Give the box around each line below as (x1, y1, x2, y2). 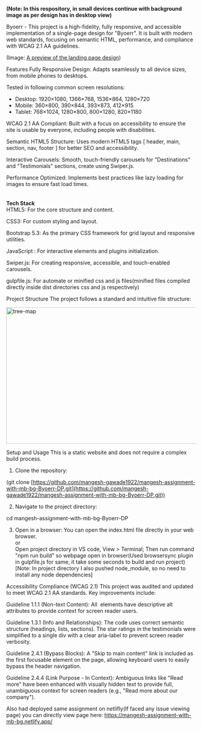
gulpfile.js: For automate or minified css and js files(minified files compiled (6, 277, 191, 284)
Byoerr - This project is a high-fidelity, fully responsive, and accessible (6, 23, 182, 30)
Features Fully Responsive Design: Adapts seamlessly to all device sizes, (6, 66, 186, 73)
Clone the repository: (14, 467, 68, 474)
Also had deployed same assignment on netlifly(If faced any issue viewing (6, 705, 190, 712)
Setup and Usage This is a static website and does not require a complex (6, 449, 187, 456)
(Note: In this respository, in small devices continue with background (6, 5, 182, 12)
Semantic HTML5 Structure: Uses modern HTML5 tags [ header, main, (6, 138, 180, 145)
